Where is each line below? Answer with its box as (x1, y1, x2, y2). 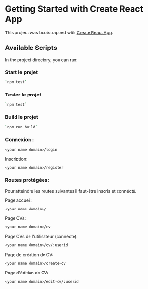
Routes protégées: (5, 177, 50, 184)
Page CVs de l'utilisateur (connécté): (5, 234, 78, 240)
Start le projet (5, 69, 38, 76)
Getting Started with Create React (5, 3, 144, 15)
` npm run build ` (5, 125, 38, 129)
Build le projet (5, 114, 38, 121)
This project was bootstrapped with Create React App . (5, 30, 114, 35)
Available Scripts (5, 44, 57, 52)
